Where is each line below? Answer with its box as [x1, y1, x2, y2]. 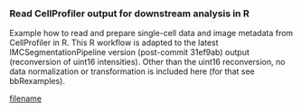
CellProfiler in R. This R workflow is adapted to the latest [9, 37, 219, 48]
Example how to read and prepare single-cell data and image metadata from [9, 28, 294, 39]
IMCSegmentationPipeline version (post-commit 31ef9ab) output [9, 47, 250, 58]
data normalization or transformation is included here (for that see [9, 66, 255, 77]
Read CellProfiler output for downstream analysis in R [9, 7, 250, 20]
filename [9, 93, 42, 104]
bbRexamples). [9, 76, 66, 87]
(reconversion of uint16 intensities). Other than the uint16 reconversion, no [9, 57, 286, 68]
